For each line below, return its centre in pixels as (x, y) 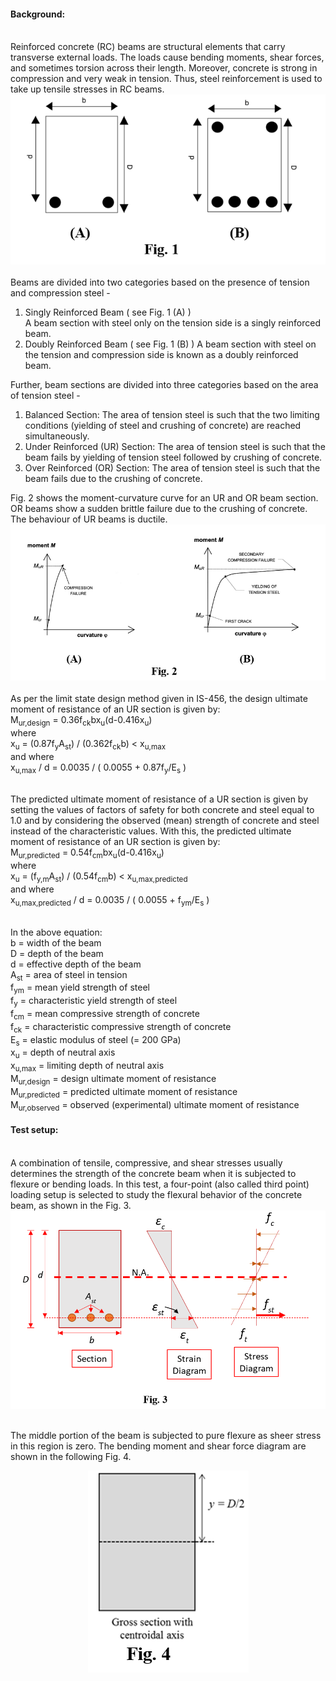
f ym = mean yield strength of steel (80, 988)
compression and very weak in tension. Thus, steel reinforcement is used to (166, 79)
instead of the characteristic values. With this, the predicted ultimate (151, 831)
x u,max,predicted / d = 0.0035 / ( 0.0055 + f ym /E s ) (110, 900)
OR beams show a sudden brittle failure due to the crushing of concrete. (159, 509)
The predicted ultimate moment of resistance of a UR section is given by (159, 799)
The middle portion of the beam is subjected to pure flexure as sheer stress (166, 1435)
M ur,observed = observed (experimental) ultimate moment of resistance (155, 1105)
